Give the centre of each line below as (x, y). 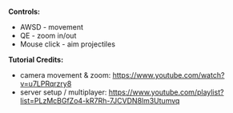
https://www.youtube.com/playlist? (166, 92)
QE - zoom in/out (48, 36)
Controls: (24, 12)
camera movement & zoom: (65, 75)
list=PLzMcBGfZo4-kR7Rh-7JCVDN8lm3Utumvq (100, 101)
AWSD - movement (52, 27)
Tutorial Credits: (36, 60)
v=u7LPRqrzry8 (46, 84)
